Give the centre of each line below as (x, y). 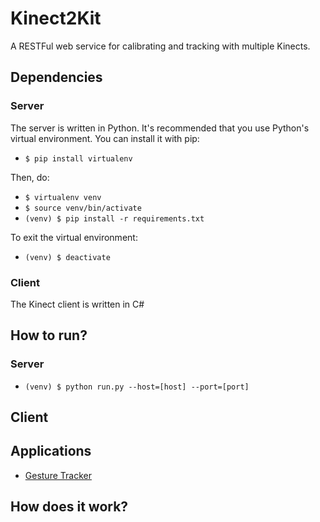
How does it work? (69, 507)
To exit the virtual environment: (74, 237)
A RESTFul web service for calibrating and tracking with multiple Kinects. (160, 46)
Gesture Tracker (58, 475)
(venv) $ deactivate (67, 257)
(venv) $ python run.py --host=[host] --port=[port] (137, 387)
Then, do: (30, 177)
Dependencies (56, 77)
